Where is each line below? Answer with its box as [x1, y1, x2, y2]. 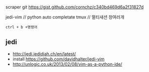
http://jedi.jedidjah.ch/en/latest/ [12, 51, 76, 56]
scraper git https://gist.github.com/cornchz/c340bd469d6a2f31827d [5, 4, 144, 10]
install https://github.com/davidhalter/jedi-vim [12, 56, 105, 62]
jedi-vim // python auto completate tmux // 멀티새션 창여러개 [5, 14, 125, 20]
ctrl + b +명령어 [5, 25, 38, 30]
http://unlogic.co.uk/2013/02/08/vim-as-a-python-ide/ [12, 61, 122, 67]
